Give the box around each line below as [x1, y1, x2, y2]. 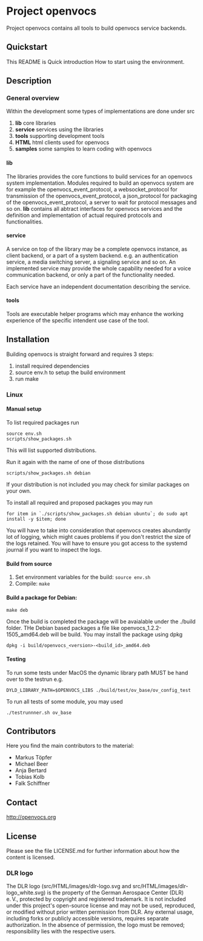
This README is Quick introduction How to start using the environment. [6, 58, 185, 65]
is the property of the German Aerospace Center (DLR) [47, 889, 184, 897]
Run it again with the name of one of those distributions [6, 458, 145, 465]
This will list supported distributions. [6, 447, 97, 454]
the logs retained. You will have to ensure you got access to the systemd [6, 539, 188, 547]
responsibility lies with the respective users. [6, 928, 116, 935]
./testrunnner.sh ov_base [6, 710, 72, 716]
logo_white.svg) [6, 889, 46, 897]
